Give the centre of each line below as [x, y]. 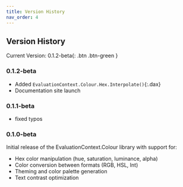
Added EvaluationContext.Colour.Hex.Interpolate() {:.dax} [88, 84]
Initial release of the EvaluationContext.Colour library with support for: [91, 147]
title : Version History [36, 12]
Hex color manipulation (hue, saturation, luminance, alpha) [86, 159]
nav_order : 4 [22, 17]
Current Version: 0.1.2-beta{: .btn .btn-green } [62, 56]
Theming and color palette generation [61, 172]
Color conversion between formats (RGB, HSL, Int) [76, 165]
